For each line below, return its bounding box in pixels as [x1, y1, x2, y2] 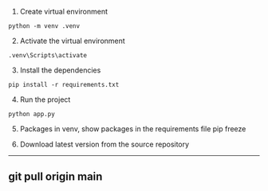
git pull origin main [8, 170, 103, 184]
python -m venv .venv [8, 22, 81, 30]
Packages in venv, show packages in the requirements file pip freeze [19, 124, 246, 134]
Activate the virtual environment [19, 36, 125, 45]
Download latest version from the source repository [19, 139, 190, 149]
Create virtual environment [19, 7, 108, 16]
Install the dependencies [19, 65, 101, 75]
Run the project [19, 95, 71, 104]
